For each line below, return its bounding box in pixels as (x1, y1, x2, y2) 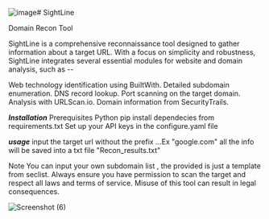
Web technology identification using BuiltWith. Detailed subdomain (8, 81, 230, 89)
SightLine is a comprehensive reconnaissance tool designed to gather (8, 39, 240, 48)
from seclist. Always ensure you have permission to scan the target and (8, 170, 246, 179)
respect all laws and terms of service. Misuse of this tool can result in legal (8, 178, 256, 188)
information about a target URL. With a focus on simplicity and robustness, (8, 48, 256, 56)
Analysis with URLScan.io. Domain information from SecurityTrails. (8, 97, 230, 106)
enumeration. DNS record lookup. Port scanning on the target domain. (8, 89, 241, 98)
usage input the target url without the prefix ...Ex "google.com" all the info (8, 137, 255, 147)
